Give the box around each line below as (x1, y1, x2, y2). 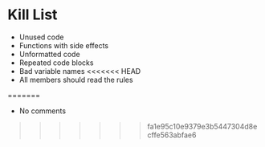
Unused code (18, 32, 64, 42)
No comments (18, 106, 66, 116)
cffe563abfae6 (147, 130, 197, 140)
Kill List (7, 6, 58, 24)
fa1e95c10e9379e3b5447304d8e (147, 121, 258, 131)
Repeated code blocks (18, 58, 94, 67)
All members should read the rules (18, 75, 133, 84)
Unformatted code (18, 49, 81, 59)
